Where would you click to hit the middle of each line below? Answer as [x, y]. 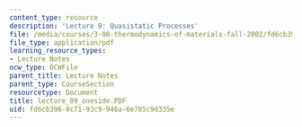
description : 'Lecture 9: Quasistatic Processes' [104, 26]
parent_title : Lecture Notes [64, 76]
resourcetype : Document [54, 92]
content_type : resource [54, 17]
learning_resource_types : [58, 51]
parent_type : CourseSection [62, 84]
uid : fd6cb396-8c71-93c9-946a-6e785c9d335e [92, 109]
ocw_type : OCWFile [44, 68]
